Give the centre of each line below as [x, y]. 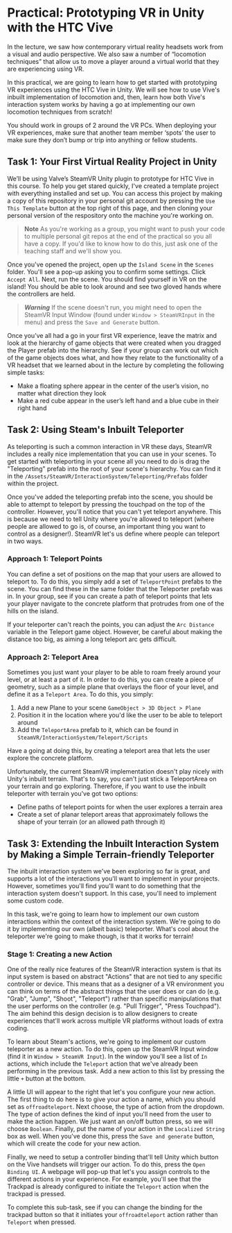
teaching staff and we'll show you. [73, 250]
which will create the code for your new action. [74, 1143]
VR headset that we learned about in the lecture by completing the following [116, 365]
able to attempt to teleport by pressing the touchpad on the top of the [106, 504]
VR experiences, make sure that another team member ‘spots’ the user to [111, 133]
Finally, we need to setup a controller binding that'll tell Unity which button [113, 1157]
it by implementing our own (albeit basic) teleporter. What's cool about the [113, 928]
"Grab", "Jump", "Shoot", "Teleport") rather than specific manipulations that [115, 999]
